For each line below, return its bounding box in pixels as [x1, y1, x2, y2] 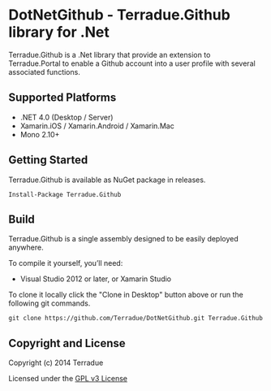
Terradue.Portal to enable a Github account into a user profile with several [8, 59, 256, 68]
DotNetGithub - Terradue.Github [8, 6, 231, 24]
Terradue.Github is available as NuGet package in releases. [8, 175, 206, 185]
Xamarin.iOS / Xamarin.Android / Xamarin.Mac [19, 120, 174, 131]
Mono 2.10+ [19, 129, 60, 139]
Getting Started [8, 153, 88, 167]
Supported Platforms [8, 91, 117, 105]
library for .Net [8, 23, 110, 41]
